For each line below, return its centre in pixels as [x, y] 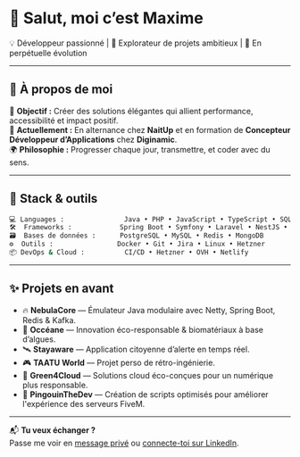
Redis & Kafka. [49, 320]
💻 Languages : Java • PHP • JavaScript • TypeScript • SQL [151, 219]
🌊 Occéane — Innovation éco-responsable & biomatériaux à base [142, 329]
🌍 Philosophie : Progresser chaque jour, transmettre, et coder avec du [140, 149]
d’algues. [39, 339]
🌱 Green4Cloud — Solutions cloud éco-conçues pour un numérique [148, 375]
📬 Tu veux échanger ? [53, 430]
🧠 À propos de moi [61, 90]
